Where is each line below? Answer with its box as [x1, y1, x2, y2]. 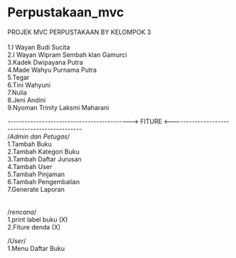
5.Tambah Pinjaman [7, 170, 65, 178]
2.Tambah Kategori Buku [7, 147, 80, 156]
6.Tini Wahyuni [7, 80, 51, 89]
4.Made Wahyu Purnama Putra [7, 65, 97, 74]
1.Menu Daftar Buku [7, 244, 65, 252]
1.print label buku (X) [7, 215, 68, 224]
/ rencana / [7, 208, 37, 216]
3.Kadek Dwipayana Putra [7, 58, 83, 66]
